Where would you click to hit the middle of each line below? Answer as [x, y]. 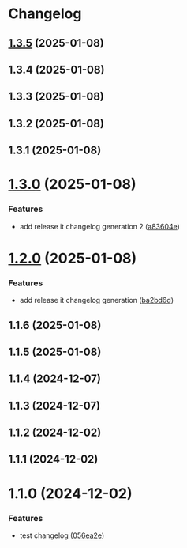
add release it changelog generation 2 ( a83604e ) [99, 226]
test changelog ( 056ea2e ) [62, 535]
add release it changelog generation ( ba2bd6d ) [96, 300]
